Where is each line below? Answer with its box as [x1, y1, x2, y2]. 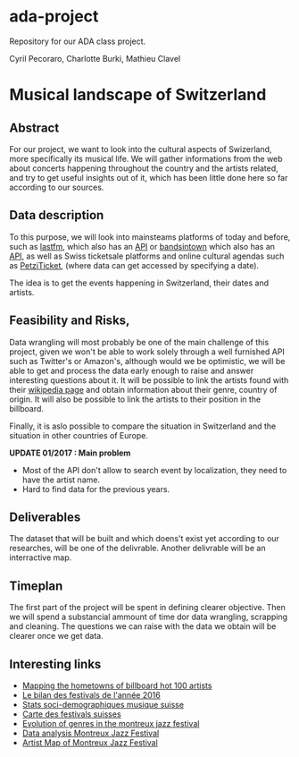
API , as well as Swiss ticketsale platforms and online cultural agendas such [9, 251, 285, 261]
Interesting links [9, 656, 102, 672]
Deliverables [9, 509, 81, 524]
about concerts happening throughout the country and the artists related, [9, 163, 278, 174]
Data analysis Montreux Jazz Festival [21, 727, 160, 738]
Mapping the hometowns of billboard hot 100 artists [21, 680, 212, 691]
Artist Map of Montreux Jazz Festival [21, 737, 158, 748]
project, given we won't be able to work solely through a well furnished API [9, 346, 286, 357]
